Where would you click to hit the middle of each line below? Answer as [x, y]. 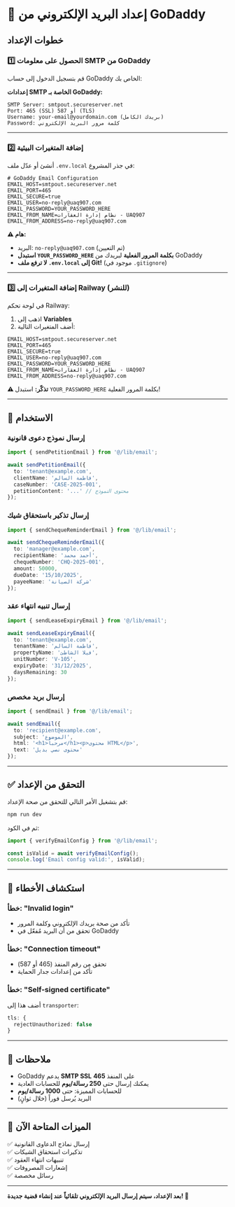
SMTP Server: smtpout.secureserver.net [65, 104]
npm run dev [24, 814]
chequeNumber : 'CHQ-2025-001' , [59, 562]
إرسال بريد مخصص [36, 697]
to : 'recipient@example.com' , [57, 730]
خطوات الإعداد [36, 40]
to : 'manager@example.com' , [55, 549]
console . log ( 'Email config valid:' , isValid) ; [76, 860]
